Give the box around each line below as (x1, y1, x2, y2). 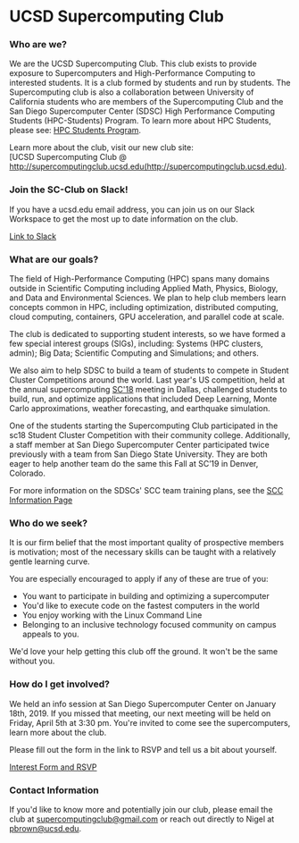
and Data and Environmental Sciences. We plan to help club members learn (9, 292, 287, 303)
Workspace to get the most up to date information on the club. (9, 213, 238, 224)
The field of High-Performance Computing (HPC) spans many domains (9, 274, 270, 284)
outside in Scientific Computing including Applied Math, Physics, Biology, (9, 283, 278, 294)
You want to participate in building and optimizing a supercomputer (21, 591, 270, 602)
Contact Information (9, 784, 100, 797)
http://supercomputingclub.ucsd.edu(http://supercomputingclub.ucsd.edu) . (9, 161, 287, 172)
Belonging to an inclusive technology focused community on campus (21, 620, 277, 630)
